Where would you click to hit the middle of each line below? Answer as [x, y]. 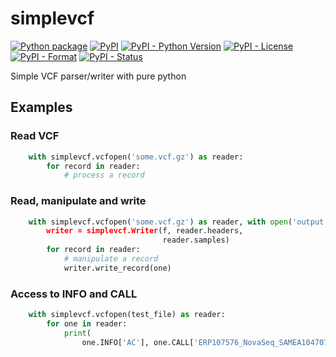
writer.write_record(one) [117, 268]
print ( [77, 333]
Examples [41, 107]
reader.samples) [196, 240]
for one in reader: [87, 323]
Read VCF [35, 136]
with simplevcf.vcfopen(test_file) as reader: [127, 315]
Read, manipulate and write [78, 201]
